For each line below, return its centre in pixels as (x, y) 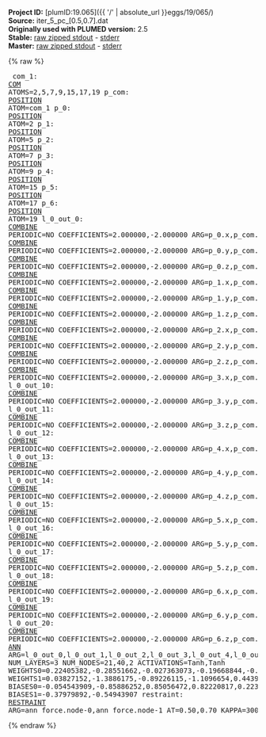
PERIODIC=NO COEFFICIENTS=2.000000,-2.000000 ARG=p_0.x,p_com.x (136, 235)
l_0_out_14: (31, 481)
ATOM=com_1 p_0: (40, 108)
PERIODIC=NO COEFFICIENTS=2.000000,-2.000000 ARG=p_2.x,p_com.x (136, 330)
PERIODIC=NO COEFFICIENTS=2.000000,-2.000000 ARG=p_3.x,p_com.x (136, 378)
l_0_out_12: (31, 433)
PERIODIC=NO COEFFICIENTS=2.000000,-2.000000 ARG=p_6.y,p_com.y (136, 615)
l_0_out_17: (31, 552)
